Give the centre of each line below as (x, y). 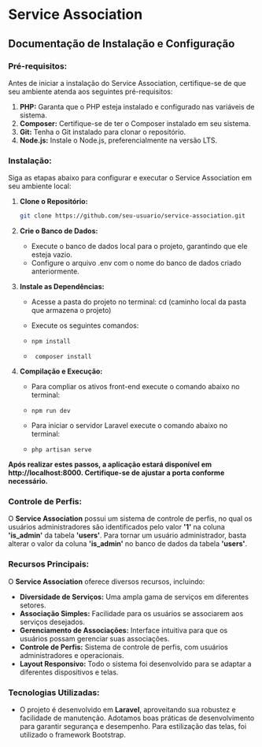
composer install (63, 357)
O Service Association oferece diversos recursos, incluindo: (107, 582)
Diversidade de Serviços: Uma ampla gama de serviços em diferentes (134, 596)
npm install (51, 342)
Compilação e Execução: (61, 371)
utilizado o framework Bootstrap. (72, 734)
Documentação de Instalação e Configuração (122, 44)
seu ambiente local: (40, 186)
